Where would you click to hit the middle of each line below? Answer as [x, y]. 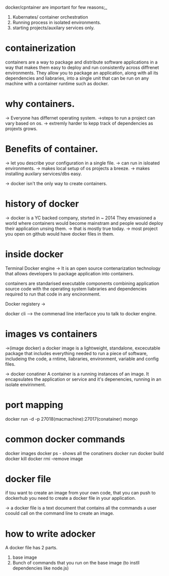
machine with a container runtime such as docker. [57, 83]
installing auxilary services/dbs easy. [44, 174]
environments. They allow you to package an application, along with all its [82, 73]
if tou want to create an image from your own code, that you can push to [80, 493]
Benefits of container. [52, 149]
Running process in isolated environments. [57, 22]
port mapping [34, 405]
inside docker [35, 254]
